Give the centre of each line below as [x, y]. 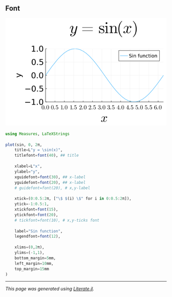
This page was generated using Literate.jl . [50, 289]
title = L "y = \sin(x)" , [39, 150]
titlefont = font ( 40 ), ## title [47, 156]
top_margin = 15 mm [32, 269]
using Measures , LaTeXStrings [38, 134]
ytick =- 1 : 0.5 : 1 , [32, 204]
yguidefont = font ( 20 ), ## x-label [50, 182]
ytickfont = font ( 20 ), [36, 215]
